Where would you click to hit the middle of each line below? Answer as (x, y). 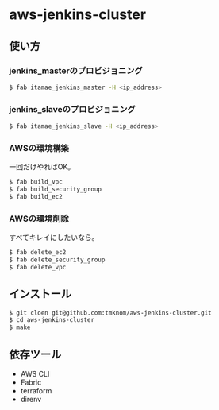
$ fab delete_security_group (57, 260)
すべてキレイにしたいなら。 (54, 238)
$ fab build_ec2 (36, 196)
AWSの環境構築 (39, 148)
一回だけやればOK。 (42, 167)
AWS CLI (35, 374)
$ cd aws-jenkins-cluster (52, 320)
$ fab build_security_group (56, 190)
